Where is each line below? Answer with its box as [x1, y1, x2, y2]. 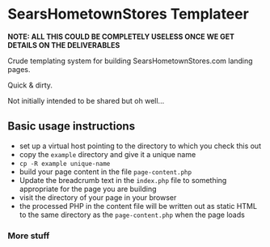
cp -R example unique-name [19, 160, 111, 168]
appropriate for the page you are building [19, 184, 157, 194]
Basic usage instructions [7, 119, 135, 134]
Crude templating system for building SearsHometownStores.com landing [7, 56, 253, 66]
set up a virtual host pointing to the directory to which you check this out [19, 141, 262, 151]
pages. [7, 64, 31, 74]
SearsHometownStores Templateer [7, 5, 250, 23]
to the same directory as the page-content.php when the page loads [19, 210, 246, 219]
